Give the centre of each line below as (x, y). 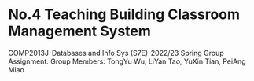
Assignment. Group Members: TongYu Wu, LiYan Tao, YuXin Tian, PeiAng (127, 61)
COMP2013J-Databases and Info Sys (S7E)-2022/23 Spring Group (116, 53)
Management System (80, 31)
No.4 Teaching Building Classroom (124, 15)
